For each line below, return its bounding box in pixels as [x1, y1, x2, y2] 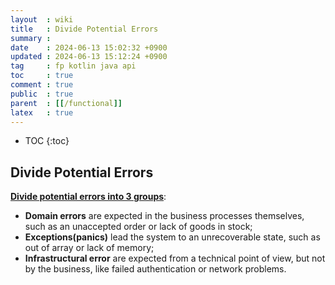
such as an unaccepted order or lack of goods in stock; [24, 221, 253, 233]
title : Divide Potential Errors [10, 24, 159, 34]
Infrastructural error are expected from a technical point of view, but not [24, 252, 326, 265]
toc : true [10, 71, 74, 81]
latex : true [10, 107, 74, 118]
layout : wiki [10, 14, 74, 25]
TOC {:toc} [24, 135, 70, 147]
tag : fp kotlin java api [10, 61, 137, 71]
